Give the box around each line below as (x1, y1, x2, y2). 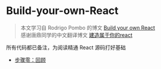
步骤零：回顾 (14, 56, 46, 63)
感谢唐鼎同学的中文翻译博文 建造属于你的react (20, 31, 133, 39)
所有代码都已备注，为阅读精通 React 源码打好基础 (6, 44, 126, 51)
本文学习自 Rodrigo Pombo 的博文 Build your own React (20, 24, 156, 31)
